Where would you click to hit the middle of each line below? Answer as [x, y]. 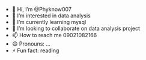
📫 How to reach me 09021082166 [54, 35]
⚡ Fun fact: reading [35, 50]
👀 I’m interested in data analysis [51, 16]
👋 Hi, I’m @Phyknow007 [42, 9]
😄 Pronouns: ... [31, 44]
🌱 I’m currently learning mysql [49, 22]
